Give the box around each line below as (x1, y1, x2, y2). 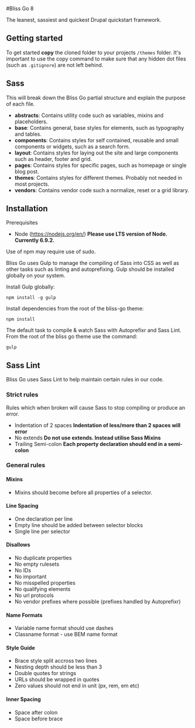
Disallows (6, 541, 30, 548)
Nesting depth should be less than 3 (14, 663, 102, 670)
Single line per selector (14, 528, 70, 535)
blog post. (14, 167, 39, 175)
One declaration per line (14, 515, 73, 522)
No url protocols (14, 592, 54, 599)
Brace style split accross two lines (14, 657, 98, 665)
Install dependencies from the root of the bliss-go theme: (6, 305, 144, 312)
